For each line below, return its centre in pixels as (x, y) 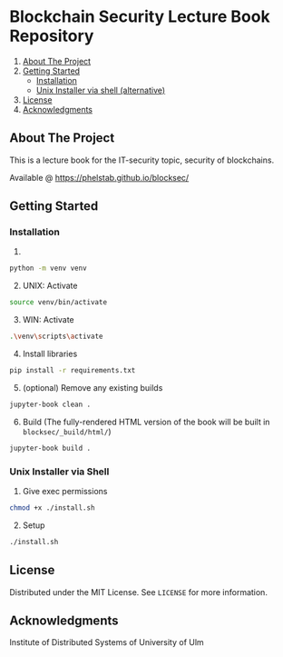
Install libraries (50, 354)
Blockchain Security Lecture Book (140, 17)
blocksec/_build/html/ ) (67, 431)
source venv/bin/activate (58, 303)
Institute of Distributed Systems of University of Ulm (107, 642)
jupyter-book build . (50, 448)
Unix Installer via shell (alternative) (101, 90)
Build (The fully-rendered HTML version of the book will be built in (146, 422)
